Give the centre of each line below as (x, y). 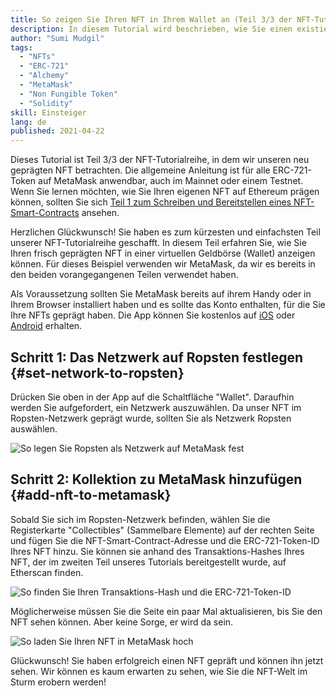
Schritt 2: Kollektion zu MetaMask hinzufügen (156, 479)
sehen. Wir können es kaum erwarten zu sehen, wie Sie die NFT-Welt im (159, 671)
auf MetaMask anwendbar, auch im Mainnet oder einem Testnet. (171, 181)
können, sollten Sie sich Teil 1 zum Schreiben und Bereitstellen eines (151, 202)
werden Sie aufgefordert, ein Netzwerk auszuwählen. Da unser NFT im (156, 407)
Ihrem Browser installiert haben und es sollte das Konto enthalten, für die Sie (168, 305)
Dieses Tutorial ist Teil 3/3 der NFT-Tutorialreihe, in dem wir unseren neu (160, 160)
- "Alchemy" (44, 76)
